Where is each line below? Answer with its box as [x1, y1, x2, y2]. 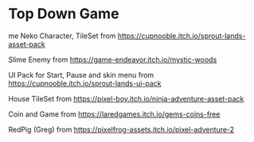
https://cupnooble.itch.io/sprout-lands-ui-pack [8, 79, 162, 88]
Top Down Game [8, 5, 119, 23]
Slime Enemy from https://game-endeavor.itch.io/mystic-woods [8, 55, 217, 64]
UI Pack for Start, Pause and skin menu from [8, 70, 154, 79]
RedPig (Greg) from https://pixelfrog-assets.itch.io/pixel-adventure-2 [8, 125, 235, 134]
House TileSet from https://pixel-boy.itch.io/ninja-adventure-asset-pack [8, 94, 244, 103]
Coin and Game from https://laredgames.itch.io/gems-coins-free [8, 109, 221, 119]
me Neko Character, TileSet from [8, 31, 116, 40]
